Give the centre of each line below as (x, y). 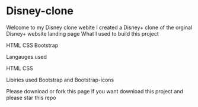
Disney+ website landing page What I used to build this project (82, 33)
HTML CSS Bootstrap (32, 45)
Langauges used (27, 56)
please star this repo (31, 97)
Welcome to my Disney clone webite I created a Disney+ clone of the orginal (99, 27)
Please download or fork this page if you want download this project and (95, 91)
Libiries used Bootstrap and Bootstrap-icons (60, 80)
